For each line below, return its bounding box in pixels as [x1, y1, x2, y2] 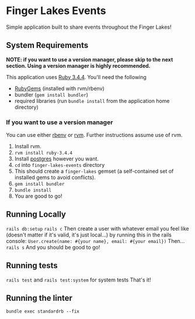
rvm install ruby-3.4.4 [14, 150, 73, 156]
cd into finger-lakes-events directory [14, 162, 105, 169]
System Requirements [6, 40, 89, 50]
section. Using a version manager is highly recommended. [6, 62, 151, 69]
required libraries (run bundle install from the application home [14, 97, 170, 104]
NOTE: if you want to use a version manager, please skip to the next [6, 56, 173, 63]
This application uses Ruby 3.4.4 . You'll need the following [6, 73, 147, 80]
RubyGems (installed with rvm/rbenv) [14, 85, 105, 92]
